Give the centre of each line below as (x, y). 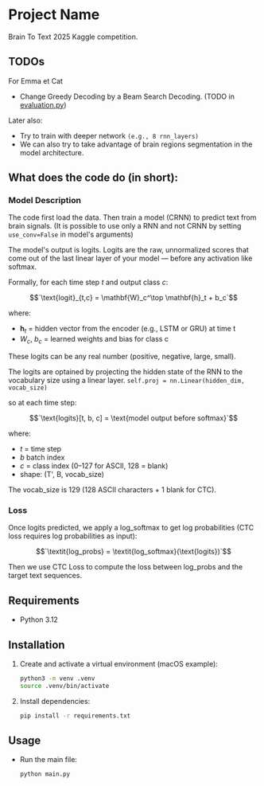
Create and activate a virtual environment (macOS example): (119, 663)
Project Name (54, 15)
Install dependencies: (55, 701)
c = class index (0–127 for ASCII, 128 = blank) (94, 466)
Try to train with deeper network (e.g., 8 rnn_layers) (109, 135)
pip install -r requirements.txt (75, 716)
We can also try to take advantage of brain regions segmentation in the (136, 144)
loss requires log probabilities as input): (73, 536)
